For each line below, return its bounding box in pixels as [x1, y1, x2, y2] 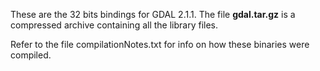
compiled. [10, 49, 52, 61]
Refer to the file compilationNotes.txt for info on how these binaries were [10, 39, 310, 50]
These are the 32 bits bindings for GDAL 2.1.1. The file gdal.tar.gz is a [10, 9, 296, 20]
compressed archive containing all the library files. [10, 19, 219, 31]
